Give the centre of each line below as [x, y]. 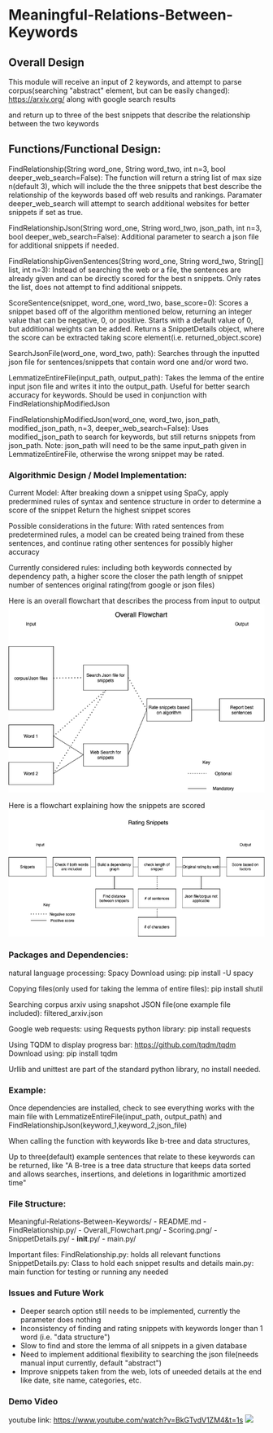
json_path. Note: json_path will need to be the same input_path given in [128, 445]
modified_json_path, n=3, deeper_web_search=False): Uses [108, 428]
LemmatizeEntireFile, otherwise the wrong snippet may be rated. [117, 454]
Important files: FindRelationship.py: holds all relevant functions [115, 1255]
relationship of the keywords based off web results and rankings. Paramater [135, 195]
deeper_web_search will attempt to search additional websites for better [129, 203]
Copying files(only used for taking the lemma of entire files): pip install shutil [136, 988]
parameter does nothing [61, 1319]
